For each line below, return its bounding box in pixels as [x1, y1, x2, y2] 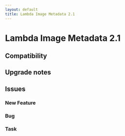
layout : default [5, 7, 38, 12]
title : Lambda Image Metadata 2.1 [5, 12, 75, 17]
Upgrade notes [5, 68, 51, 77]
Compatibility [5, 52, 47, 60]
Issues [5, 85, 26, 93]
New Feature [5, 99, 36, 106]
